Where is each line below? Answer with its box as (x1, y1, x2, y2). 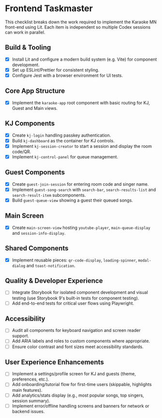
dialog (12, 263, 26, 268)
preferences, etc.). (12, 376, 49, 382)
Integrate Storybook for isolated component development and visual (12, 290, 148, 296)
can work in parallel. (5, 29, 45, 35)
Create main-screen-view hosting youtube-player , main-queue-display (12, 225, 151, 230)
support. (12, 333, 29, 339)
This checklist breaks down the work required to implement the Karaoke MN (5, 19, 157, 25)
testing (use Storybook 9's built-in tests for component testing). (12, 295, 139, 301)
